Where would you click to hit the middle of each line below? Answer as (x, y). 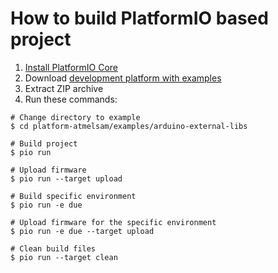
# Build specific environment (73, 196)
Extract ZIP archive (64, 88)
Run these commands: (71, 99)
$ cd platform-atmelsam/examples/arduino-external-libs (129, 126)
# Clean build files (53, 248)
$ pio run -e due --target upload (82, 231)
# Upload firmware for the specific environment (113, 222)
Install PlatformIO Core (71, 67)
